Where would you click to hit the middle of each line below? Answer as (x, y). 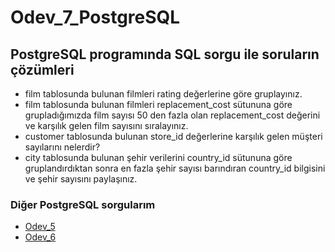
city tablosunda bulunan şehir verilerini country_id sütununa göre (158, 157)
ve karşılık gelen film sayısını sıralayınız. (106, 125)
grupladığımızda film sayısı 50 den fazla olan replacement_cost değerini (172, 115)
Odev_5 (40, 227)
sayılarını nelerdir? (62, 147)
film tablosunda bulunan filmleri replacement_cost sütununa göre (158, 104)
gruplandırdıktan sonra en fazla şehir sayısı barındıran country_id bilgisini (175, 168)
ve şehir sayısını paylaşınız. (81, 179)
